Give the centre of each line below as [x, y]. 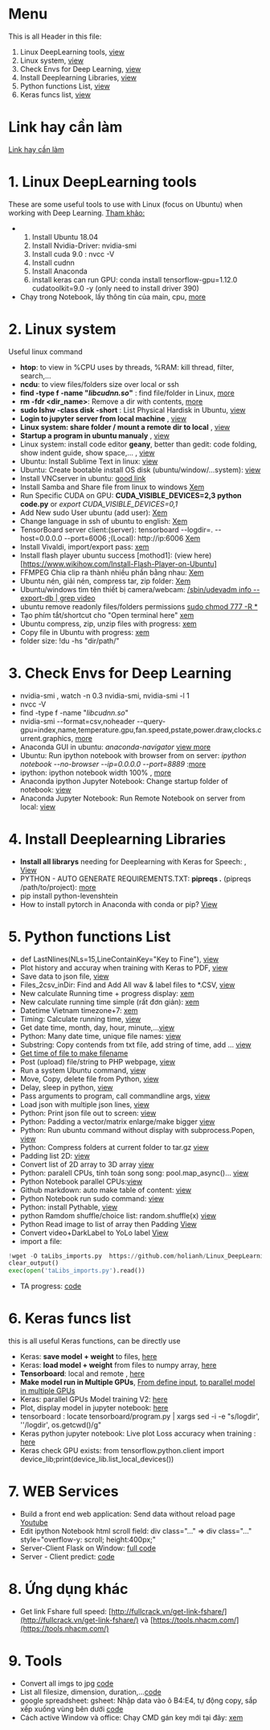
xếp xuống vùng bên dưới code [72, 1709]
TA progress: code [51, 1286]
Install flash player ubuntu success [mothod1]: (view [106, 555]
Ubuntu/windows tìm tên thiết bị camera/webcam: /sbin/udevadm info [135, 589]
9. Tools [35, 1661]
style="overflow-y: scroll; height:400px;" [88, 1540]
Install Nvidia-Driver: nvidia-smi [84, 245]
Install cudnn [53, 262]
